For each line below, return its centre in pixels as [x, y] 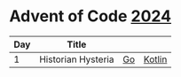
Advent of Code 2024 [90, 16]
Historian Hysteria [77, 59]
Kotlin [155, 59]
